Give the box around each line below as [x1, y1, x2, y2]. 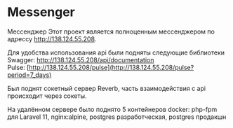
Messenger [7, 4, 76, 20]
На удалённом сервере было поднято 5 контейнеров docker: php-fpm [7, 105, 218, 113]
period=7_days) [7, 71, 52, 79]
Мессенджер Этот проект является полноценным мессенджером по [7, 27, 215, 36]
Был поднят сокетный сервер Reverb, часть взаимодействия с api [7, 84, 206, 92]
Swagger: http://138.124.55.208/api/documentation [7, 55, 154, 64]
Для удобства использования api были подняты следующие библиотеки [7, 48, 225, 57]
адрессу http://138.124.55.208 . [7, 34, 97, 43]
